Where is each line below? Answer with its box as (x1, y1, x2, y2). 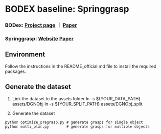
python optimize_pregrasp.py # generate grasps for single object (5, 120, 143, 125)
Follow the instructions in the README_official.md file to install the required (5, 63, 157, 69)
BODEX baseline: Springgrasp (5, 3, 129, 15)
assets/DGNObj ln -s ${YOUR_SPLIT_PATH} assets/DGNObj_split (12, 101, 143, 107)
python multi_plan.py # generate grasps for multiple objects (5, 124, 150, 129)
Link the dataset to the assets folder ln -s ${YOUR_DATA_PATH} (12, 95, 141, 101)
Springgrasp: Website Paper (5, 35, 74, 42)
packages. (5, 68, 26, 74)
